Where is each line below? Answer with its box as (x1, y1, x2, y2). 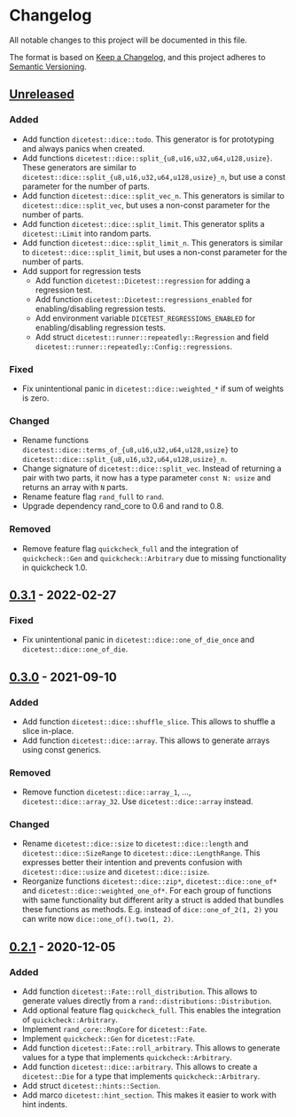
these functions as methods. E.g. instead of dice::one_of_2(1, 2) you (21, 904, 278, 915)
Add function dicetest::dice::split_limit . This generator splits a (21, 218, 265, 229)
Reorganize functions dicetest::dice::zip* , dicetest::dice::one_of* (21, 876, 277, 887)
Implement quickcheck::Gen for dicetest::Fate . (21, 1034, 196, 1044)
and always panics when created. (21, 143, 145, 153)
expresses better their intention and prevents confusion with (21, 857, 243, 868)
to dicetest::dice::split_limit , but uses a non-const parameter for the (21, 246, 288, 257)
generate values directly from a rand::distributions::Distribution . (21, 996, 272, 1006)
